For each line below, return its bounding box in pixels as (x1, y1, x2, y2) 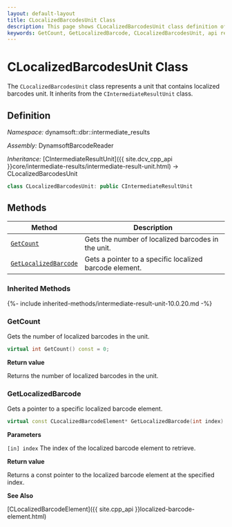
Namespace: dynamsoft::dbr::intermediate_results (7, 128, 151, 136)
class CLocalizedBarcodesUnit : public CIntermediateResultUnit (7, 183, 193, 190)
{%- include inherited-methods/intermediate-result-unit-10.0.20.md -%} (7, 299, 213, 307)
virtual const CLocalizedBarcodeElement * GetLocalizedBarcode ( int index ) (7, 418, 224, 425)
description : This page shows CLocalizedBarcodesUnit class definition (7, 23, 217, 30)
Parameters (7, 431, 41, 439)
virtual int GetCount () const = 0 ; (7, 346, 110, 353)
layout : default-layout (7, 10, 76, 17)
